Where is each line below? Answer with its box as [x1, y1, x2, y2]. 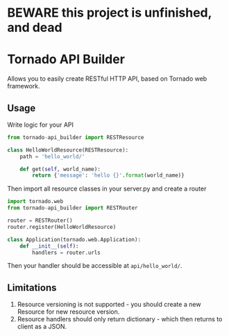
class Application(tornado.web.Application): [7, 236, 141, 243]
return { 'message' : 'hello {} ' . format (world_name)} [32, 172, 185, 179]
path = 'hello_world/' [19, 153, 85, 160]
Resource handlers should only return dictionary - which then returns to [17, 315, 223, 323]
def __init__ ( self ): [19, 242, 79, 250]
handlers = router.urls [32, 249, 101, 256]
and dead [7, 19, 62, 35]
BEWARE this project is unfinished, [7, 5, 212, 21]
